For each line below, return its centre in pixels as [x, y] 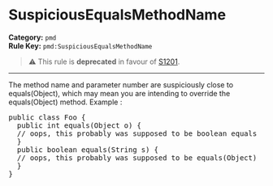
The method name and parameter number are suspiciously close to [121, 85]
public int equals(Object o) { [79, 125]
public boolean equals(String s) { [88, 150]
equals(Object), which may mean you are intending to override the [119, 93]
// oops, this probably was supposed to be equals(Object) [137, 158]
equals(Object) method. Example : [65, 102]
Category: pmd [32, 37]
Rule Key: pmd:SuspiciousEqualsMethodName [80, 45]
